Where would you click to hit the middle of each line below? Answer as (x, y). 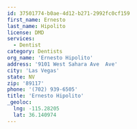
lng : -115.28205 (36, 109)
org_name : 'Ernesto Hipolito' (50, 58)
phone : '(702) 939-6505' (42, 89)
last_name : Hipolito (37, 26)
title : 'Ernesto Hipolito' (46, 96)
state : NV (21, 77)
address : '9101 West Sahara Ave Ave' (62, 64)
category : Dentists (35, 52)
